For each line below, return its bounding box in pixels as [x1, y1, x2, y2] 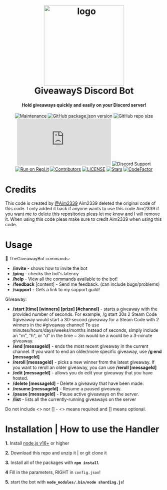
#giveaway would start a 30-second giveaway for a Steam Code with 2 [12, 317, 159, 323]
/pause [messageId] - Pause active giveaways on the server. [12, 391, 139, 397]
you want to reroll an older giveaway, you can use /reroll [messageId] [12, 364, 157, 370]
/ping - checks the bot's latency [12, 271, 79, 277]
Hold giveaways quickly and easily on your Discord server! [21, 102, 146, 108]
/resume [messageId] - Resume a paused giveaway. [12, 386, 122, 392]
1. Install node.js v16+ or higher [5, 440, 69, 446]
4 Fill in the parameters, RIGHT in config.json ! [5, 469, 101, 475]
